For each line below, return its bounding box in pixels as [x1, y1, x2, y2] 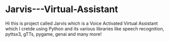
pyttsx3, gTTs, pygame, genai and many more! [5, 31, 102, 37]
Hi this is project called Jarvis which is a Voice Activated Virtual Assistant [5, 20, 158, 26]
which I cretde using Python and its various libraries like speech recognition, [5, 25, 164, 31]
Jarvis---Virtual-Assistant [5, 4, 118, 15]
